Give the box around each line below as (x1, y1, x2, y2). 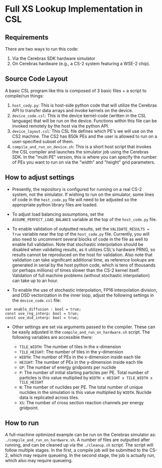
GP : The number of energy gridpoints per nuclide (19, 364, 116, 370)
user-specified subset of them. (12, 138, 74, 144)
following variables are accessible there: (12, 334, 93, 340)
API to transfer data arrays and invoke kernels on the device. (12, 107, 133, 113)
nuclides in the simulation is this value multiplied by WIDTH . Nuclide (19, 389, 152, 395)
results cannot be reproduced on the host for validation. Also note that (12, 252, 153, 258)
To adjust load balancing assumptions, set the (12, 211, 104, 217)
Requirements (5, 33, 49, 41)
